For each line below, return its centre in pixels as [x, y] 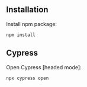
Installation [27, 10]
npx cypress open [28, 78]
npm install [21, 35]
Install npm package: [32, 24]
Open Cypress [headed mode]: [44, 67]
